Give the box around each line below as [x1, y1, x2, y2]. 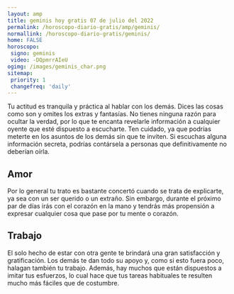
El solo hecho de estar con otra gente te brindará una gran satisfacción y [7, 249, 221, 257]
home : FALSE [7, 37, 43, 44]
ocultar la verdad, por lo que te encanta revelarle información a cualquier [7, 118, 221, 126]
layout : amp [7, 10, 43, 18]
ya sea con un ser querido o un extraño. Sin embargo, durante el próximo [7, 194, 221, 203]
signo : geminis [10, 50, 55, 57]
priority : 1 [10, 76, 46, 84]
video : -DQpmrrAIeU [10, 57, 69, 64]
